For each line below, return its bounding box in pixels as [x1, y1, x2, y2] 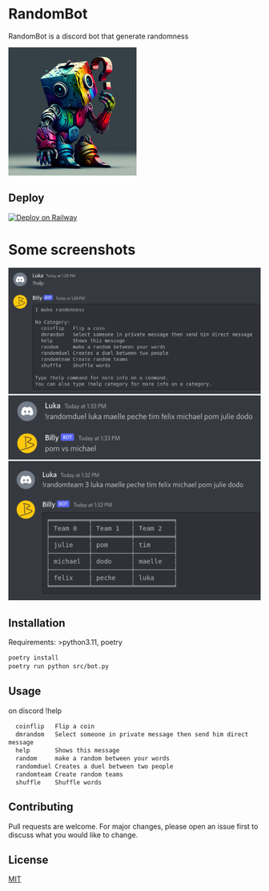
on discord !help [8, 706, 62, 716]
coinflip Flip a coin [15, 722, 94, 730]
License [8, 853, 49, 867]
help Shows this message [15, 746, 120, 754]
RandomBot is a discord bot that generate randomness [8, 31, 189, 41]
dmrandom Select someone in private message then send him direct [15, 730, 249, 738]
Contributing [8, 800, 74, 814]
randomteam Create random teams [15, 770, 124, 778]
